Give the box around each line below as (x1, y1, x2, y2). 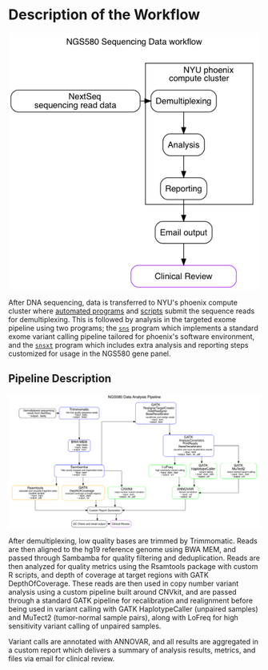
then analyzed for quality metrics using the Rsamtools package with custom (8, 562, 258, 571)
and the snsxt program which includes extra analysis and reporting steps (8, 341, 249, 350)
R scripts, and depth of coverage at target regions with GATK (8, 571, 210, 580)
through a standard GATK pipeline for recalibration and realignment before (8, 595, 254, 606)
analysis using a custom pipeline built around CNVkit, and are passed (8, 587, 238, 597)
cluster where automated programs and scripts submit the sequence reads (8, 306, 255, 316)
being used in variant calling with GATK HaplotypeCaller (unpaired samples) (8, 604, 258, 614)
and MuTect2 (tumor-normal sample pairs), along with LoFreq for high (8, 613, 238, 623)
